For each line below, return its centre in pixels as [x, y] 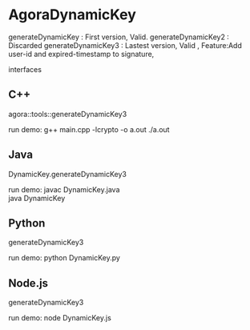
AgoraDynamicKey [72, 15]
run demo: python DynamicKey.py [64, 258]
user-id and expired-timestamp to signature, [81, 54]
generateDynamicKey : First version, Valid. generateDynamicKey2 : [119, 37]
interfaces [25, 69]
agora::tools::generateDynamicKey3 [68, 114]
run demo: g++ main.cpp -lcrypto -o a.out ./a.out [89, 129]
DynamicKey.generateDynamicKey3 [67, 174]
